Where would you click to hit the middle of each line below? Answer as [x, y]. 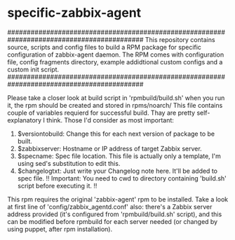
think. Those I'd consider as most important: [110, 120]
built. [25, 141]
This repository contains [180, 39]
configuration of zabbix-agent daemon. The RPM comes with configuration [116, 55]
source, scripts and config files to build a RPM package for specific [105, 47]
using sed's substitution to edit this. [69, 163]
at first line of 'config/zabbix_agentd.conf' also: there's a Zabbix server [110, 206]
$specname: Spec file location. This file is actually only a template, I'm [119, 156]
